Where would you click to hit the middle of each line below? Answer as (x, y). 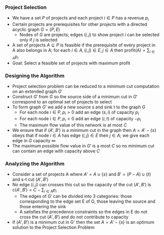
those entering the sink (43, 206)
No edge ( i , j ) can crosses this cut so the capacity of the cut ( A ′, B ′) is (82, 184)
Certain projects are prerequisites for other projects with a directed (80, 24)
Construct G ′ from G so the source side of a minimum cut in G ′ (75, 96)
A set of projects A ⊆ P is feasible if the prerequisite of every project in (84, 45)
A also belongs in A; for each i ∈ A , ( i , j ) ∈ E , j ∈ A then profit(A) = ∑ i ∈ (83, 51)
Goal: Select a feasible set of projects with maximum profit (71, 63)
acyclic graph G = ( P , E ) (36, 30)
